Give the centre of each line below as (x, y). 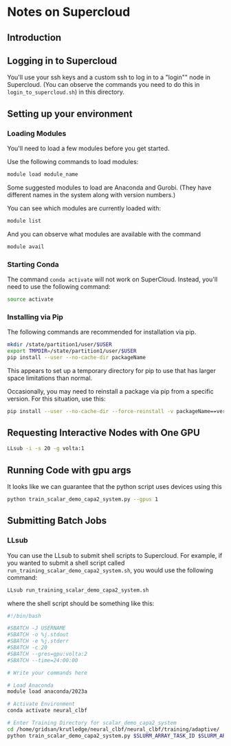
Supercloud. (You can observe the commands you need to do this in (103, 85)
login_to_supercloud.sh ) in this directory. (66, 92)
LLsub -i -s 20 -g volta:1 (46, 449)
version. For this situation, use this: (56, 399)
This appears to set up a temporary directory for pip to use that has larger (112, 370)
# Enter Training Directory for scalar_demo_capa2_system (92, 723)
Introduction (34, 38)
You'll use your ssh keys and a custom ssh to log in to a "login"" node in (109, 77)
